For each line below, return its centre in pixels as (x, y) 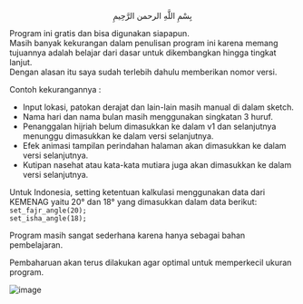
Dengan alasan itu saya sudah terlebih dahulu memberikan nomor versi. (143, 72)
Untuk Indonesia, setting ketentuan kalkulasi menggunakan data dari (137, 192)
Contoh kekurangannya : (55, 89)
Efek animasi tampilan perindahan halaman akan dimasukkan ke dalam (154, 146)
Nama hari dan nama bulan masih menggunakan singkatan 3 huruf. (148, 117)
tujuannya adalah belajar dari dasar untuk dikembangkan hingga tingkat (143, 53)
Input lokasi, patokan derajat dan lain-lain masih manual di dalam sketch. (158, 107)
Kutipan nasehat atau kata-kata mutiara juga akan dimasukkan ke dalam (157, 165)
